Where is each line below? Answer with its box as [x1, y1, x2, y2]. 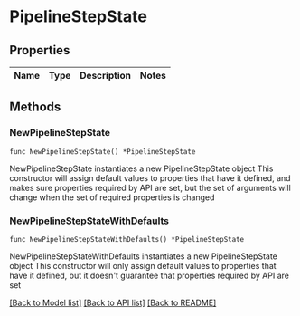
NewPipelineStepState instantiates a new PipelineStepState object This [9, 163, 274, 174]
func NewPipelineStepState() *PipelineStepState [9, 147, 196, 156]
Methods [9, 100, 61, 115]
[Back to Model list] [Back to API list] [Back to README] [9, 297, 217, 308]
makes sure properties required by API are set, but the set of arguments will [9, 182, 291, 193]
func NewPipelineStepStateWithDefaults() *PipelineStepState [9, 235, 245, 244]
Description [80, 70, 131, 81]
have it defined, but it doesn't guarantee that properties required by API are [9, 270, 289, 281]
